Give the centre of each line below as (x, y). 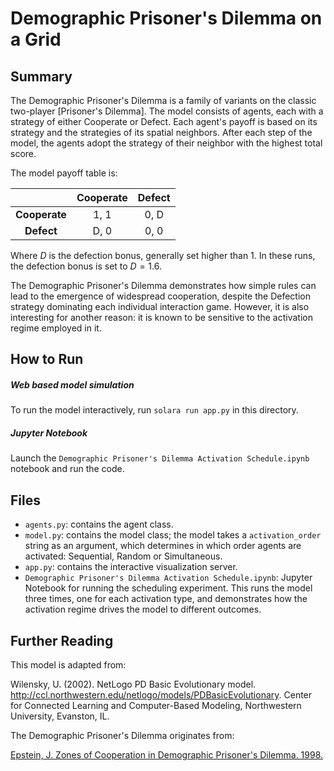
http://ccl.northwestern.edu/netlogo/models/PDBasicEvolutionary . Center (161, 694)
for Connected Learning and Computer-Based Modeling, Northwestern (156, 705)
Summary (41, 76)
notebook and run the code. (67, 469)
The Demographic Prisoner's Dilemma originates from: (122, 735)
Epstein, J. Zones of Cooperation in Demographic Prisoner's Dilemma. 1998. (167, 754)
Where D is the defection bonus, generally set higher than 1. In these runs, (163, 255)
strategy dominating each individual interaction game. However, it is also (160, 306)
